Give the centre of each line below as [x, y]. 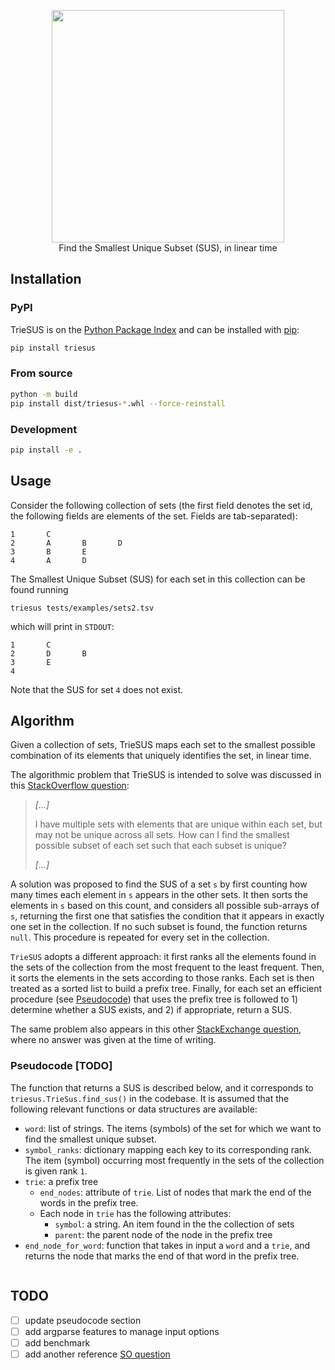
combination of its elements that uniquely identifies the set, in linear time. [161, 756]
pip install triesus [53, 348]
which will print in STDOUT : [62, 626]
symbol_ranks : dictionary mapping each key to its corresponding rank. [168, 1149]
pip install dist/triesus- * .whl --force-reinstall [118, 403]
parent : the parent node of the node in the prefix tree [163, 1234]
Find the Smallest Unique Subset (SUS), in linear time [168, 248]
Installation [46, 279]
